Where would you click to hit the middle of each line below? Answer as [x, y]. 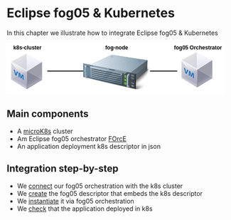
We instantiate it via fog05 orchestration [75, 201]
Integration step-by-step [63, 169]
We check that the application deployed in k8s [85, 209]
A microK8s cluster [45, 131]
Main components [48, 114]
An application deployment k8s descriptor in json [89, 146]
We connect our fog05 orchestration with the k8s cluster [100, 186]
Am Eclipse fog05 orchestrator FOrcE [72, 138]
